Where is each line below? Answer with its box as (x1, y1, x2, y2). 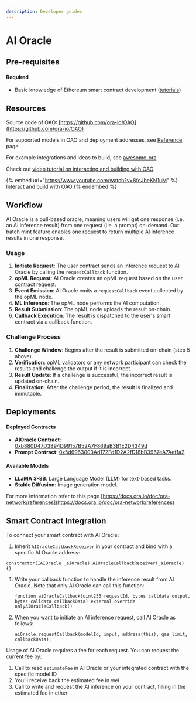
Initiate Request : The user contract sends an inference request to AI (14, 262, 180, 270)
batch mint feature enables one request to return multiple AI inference (6, 228, 174, 235)
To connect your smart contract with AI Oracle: (6, 532, 119, 539)
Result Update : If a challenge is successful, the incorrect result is (14, 371, 173, 378)
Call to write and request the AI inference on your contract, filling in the (14, 683, 186, 690)
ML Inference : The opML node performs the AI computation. (14, 300, 161, 307)
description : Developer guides (6, 8, 82, 15)
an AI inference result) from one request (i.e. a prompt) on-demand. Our (6, 222, 180, 229)
